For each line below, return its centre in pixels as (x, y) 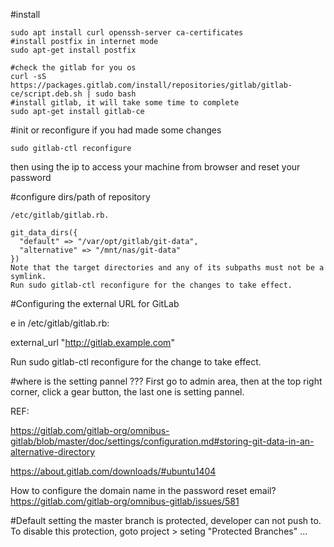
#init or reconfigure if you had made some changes (116, 130)
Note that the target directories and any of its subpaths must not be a (167, 268)
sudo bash (116, 94)
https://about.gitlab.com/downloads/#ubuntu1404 (113, 471)
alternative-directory (53, 452)
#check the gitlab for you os (73, 68)
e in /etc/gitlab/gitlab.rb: (60, 323)
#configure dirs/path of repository (80, 197)
